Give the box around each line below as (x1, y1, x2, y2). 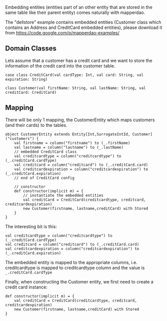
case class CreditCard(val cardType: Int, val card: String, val (5, 72, 144, 77)
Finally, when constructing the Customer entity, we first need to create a (5, 279, 154, 285)
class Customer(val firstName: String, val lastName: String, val (5, 85, 146, 90)
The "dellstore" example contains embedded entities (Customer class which (5, 19, 162, 25)
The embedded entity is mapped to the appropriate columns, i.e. (5, 259, 138, 265)
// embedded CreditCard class (14, 149, 77, 154)
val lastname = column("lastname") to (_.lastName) (14, 145, 124, 150)
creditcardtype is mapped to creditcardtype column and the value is (5, 265, 145, 271)
